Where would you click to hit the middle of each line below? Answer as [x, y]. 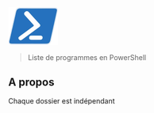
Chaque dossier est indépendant [62, 101]
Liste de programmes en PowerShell [87, 57]
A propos [31, 82]
